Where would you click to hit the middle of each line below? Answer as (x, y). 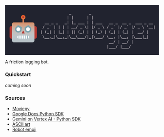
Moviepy (21, 109)
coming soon (18, 85)
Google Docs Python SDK (38, 114)
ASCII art (21, 124)
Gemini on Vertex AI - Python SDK (46, 119)
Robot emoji (24, 129)
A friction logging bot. (27, 62)
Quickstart (18, 74)
